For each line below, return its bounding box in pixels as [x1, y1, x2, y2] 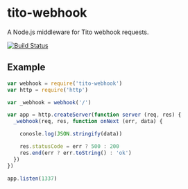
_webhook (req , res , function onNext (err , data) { [13, 118, 163, 125]
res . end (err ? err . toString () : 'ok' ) [19, 149, 132, 156]
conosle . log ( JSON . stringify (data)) [19, 131, 123, 138]
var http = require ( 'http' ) [7, 86, 89, 93]
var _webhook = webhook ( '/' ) [7, 99, 92, 106]
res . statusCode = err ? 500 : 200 [19, 143, 119, 150]
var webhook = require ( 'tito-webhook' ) [7, 80, 123, 87]
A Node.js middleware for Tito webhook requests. [7, 28, 149, 36]
